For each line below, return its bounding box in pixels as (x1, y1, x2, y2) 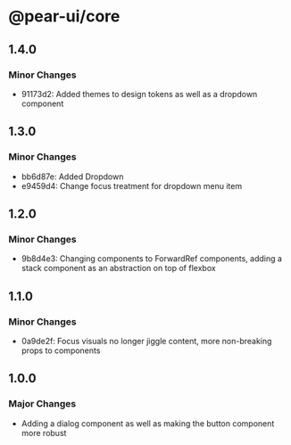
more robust (21, 427, 67, 438)
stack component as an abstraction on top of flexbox (21, 263, 216, 274)
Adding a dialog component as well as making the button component (21, 417, 275, 429)
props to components (21, 345, 101, 356)
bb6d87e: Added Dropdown (21, 171, 124, 182)
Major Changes (8, 398, 77, 410)
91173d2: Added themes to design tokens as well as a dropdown (21, 88, 258, 99)
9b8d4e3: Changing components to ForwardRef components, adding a (21, 253, 283, 264)
